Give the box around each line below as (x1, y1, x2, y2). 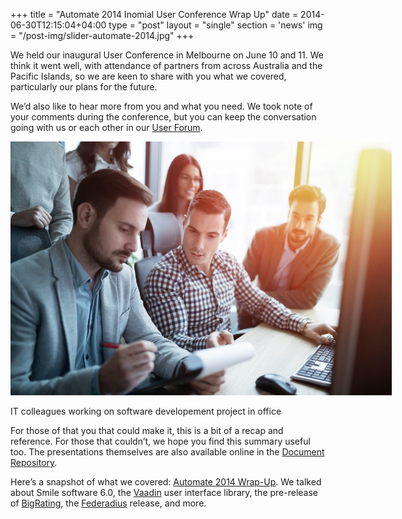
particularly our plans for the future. (10, 81, 158, 93)
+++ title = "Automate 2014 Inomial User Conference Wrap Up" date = (10, 9, 299, 20)
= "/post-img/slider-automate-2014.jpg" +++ (10, 30, 195, 41)
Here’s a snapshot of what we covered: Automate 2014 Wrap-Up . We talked (10, 476, 322, 488)
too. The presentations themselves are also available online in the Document (10, 446, 325, 458)
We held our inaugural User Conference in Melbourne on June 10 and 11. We (10, 49, 324, 61)
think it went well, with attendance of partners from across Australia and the (10, 60, 323, 71)
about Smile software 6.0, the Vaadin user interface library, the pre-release (10, 487, 319, 498)
